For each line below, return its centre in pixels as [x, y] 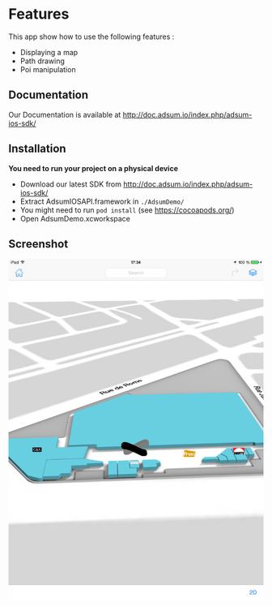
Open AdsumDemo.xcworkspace [75, 218]
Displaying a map [49, 52]
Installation [37, 149]
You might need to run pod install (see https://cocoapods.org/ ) [127, 210]
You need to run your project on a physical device [93, 168]
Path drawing [42, 61]
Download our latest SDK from [71, 184]
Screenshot [38, 244]
